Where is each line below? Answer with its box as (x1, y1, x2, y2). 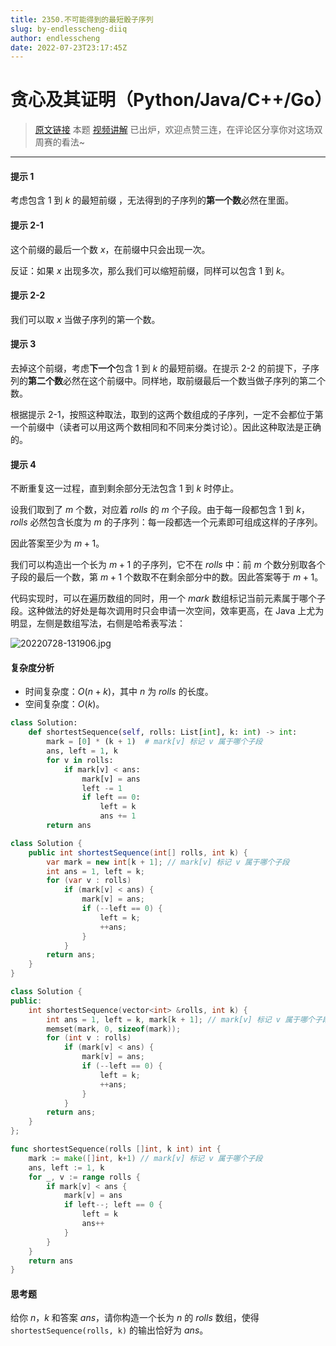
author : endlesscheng (10, 33, 101, 43)
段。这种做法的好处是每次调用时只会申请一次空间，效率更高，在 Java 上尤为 (10, 605, 325, 617)
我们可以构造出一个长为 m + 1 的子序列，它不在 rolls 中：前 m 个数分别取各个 (10, 559, 326, 571)
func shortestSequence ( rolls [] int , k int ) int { (10, 1144, 222, 1155)
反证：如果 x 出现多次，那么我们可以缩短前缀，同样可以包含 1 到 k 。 (10, 264, 290, 276)
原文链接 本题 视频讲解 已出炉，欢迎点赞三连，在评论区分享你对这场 (34, 124, 315, 136)
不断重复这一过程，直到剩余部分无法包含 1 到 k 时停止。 (10, 482, 240, 495)
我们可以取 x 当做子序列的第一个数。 (10, 313, 161, 325)
